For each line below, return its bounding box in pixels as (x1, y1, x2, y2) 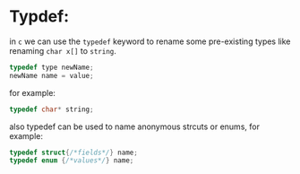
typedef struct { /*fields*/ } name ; (9, 148, 139, 157)
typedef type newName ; (9, 63, 94, 72)
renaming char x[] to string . (9, 45, 116, 56)
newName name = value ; (9, 71, 94, 80)
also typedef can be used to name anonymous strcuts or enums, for (9, 121, 260, 132)
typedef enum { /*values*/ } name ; (9, 156, 134, 165)
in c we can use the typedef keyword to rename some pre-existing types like (9, 36, 291, 47)
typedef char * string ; (9, 105, 94, 114)
